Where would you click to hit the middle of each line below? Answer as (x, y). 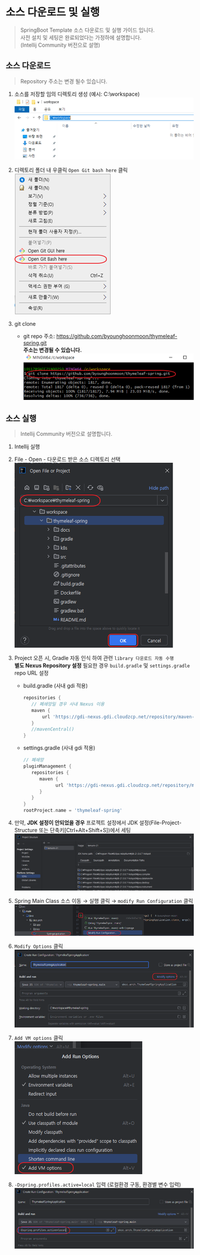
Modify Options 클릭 (39, 946)
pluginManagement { (47, 766)
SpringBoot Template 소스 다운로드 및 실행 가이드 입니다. (87, 30)
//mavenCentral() (53, 729)
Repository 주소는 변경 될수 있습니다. (64, 81)
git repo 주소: (39, 337)
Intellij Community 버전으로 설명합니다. (66, 434)
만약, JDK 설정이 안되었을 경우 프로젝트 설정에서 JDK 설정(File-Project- (98, 823)
